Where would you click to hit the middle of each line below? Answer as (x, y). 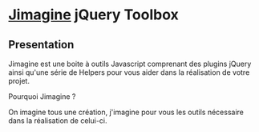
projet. (19, 81)
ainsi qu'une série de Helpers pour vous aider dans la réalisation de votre (129, 72)
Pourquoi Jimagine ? (42, 97)
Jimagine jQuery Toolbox (93, 15)
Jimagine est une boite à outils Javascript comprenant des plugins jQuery (130, 64)
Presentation (41, 45)
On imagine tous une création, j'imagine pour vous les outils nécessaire (126, 112)
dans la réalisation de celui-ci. (58, 121)
